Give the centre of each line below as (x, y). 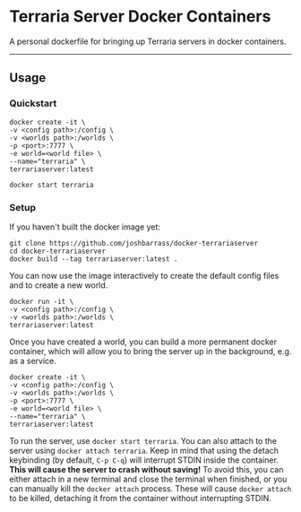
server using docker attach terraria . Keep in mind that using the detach (144, 450)
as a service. (33, 360)
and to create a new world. (59, 285)
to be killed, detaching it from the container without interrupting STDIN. (140, 498)
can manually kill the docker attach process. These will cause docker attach (150, 488)
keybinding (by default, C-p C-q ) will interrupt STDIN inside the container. (144, 460)
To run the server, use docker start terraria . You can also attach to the (143, 440)
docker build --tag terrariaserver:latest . (94, 259)
